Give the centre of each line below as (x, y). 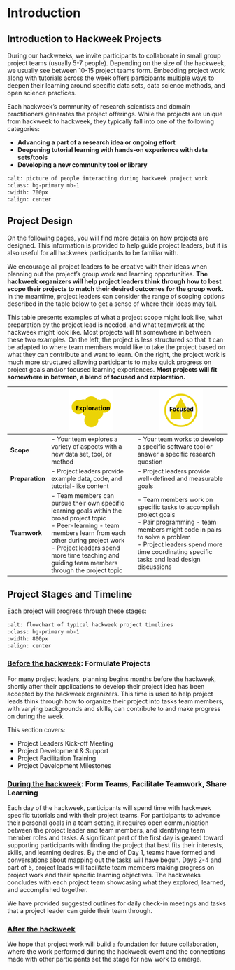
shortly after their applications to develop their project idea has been (106, 686)
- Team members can (83, 496)
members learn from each (88, 533)
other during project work (88, 541)
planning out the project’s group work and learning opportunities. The (108, 274)
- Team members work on (175, 499)
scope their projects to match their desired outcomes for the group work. (115, 288)
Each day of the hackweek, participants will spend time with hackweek (109, 808)
